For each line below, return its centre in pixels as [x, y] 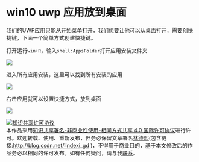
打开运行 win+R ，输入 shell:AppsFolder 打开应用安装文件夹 [77, 50]
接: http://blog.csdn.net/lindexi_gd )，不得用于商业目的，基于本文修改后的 [97, 145]
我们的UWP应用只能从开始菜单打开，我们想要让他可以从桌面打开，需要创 [97, 30]
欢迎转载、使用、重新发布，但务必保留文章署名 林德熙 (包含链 [92, 138]
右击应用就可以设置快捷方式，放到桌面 [54, 98]
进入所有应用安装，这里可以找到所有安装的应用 [64, 74]
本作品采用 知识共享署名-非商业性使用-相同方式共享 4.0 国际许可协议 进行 [96, 130]
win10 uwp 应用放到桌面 [66, 12]
